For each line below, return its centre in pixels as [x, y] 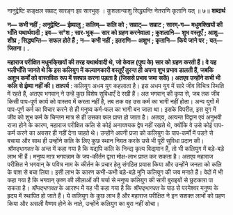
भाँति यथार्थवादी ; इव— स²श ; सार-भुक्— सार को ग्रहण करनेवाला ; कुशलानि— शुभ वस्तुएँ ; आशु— [115, 32]
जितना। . [18, 48]
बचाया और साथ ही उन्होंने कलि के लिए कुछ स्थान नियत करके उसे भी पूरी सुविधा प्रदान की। [106, 141]
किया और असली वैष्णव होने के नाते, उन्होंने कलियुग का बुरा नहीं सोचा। [83, 203]
